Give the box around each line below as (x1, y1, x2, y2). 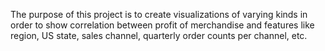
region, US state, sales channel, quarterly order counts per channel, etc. (10, 30, 308, 41)
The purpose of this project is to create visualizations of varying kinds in (10, 9, 308, 20)
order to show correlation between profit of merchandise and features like (10, 19, 315, 31)
